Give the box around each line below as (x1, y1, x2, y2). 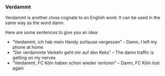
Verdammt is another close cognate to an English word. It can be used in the (5, 15, 161, 21)
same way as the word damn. (5, 20, 65, 26)
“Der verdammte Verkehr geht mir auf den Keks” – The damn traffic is (12, 49, 154, 55)
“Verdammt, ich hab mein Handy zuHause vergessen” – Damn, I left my (12, 39, 157, 45)
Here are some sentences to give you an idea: (5, 30, 99, 36)
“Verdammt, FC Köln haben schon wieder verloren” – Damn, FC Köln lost (12, 60, 160, 66)
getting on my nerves (12, 55, 56, 61)
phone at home (12, 44, 43, 50)
